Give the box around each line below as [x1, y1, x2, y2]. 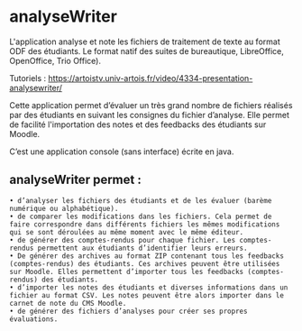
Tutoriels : [9, 72, 47, 83]
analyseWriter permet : [9, 172, 142, 188]
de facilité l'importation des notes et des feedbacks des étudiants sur [9, 119, 267, 130]
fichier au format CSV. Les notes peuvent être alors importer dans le [9, 290, 284, 299]
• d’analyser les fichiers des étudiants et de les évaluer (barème [9, 196, 272, 205]
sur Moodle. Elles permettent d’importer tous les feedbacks [9, 267, 244, 276]
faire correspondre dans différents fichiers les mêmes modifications [9, 219, 280, 229]
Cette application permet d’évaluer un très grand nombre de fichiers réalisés [9, 99, 293, 110]
